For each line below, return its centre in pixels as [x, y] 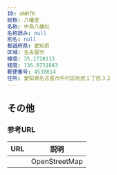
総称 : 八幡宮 [23, 20]
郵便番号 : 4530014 [32, 72]
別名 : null [22, 40]
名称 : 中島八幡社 [28, 26]
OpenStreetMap [57, 162]
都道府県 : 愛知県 [28, 46]
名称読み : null [27, 33]
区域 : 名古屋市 [26, 53]
